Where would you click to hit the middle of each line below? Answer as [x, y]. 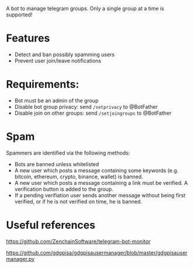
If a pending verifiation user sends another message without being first [100, 195]
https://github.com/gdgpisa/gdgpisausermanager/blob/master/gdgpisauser [97, 252]
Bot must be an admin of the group [56, 100]
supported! [19, 15]
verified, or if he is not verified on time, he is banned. [78, 201]
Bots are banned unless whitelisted [57, 164]
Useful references [51, 225]
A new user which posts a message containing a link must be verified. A [101, 183]
